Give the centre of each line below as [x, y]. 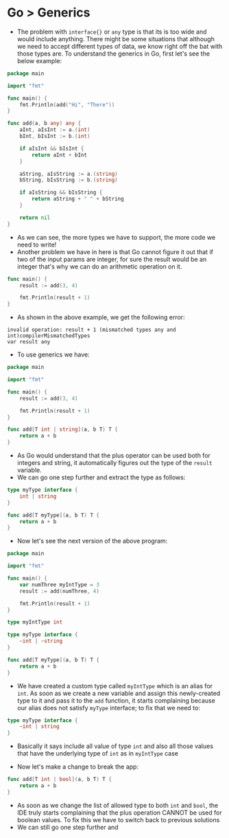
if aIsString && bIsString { [61, 193]
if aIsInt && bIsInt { [52, 148]
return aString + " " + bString [78, 199]
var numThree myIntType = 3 [59, 585]
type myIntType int [35, 622]
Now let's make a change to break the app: [78, 767]
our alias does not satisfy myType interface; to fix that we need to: [108, 707]
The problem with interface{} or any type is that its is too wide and [112, 32]
